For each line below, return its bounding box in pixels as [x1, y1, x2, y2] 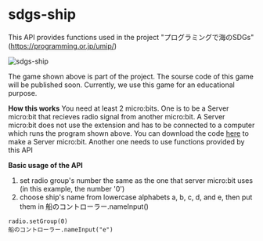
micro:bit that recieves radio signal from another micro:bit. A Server [8, 111, 225, 121]
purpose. [8, 88, 38, 97]
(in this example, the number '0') [19, 184, 125, 193]
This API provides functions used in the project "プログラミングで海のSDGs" [8, 32, 254, 42]
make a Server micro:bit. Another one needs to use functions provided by [8, 137, 245, 146]
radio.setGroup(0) [8, 217, 68, 225]
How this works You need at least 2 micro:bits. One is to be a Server [8, 104, 229, 113]
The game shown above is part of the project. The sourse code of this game [8, 71, 254, 81]
